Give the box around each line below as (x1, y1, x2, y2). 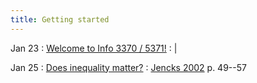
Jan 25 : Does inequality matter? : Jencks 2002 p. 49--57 (10, 61, 247, 73)
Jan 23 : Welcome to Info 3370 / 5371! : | (10, 42, 178, 54)
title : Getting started (10, 14, 110, 25)
